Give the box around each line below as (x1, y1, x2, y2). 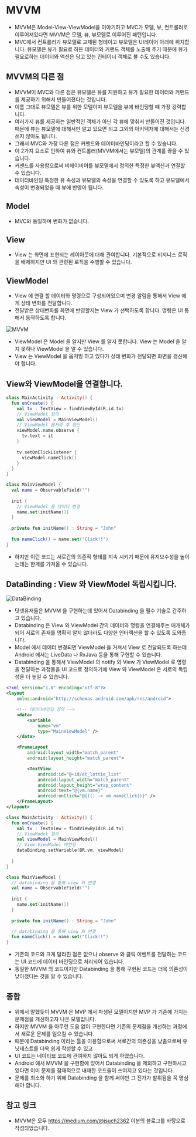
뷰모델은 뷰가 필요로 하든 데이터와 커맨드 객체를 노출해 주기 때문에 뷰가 (27, 45, 188, 53)
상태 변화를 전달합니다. (20, 300, 73, 307)
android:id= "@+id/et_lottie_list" (37, 771, 122, 777)
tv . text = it (21, 433, 54, 439)
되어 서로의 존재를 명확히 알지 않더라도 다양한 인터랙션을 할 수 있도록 (14, 629, 171, 637)
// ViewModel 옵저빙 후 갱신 (16, 422, 80, 428)
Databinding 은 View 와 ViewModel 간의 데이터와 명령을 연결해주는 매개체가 (14, 622, 190, 629)
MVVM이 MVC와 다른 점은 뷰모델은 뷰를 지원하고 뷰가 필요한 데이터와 (14, 89, 174, 96)
